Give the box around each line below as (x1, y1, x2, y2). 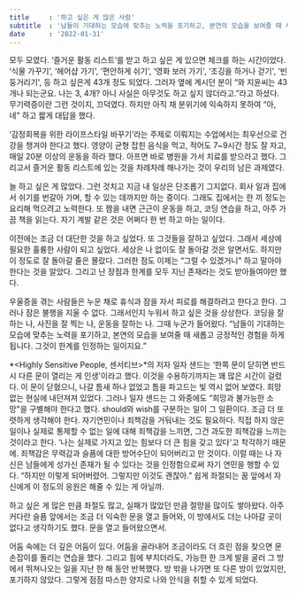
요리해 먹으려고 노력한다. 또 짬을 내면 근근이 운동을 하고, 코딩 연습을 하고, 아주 (9, 203, 278, 214)
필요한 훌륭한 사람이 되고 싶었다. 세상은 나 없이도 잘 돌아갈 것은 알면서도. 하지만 (9, 245, 283, 255)
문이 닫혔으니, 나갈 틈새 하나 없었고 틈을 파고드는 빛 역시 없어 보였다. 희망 (29, 382, 282, 393)
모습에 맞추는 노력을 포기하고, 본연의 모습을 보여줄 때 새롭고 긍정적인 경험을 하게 (9, 330, 286, 340)
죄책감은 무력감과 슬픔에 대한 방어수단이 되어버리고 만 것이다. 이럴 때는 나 (20, 449, 273, 459)
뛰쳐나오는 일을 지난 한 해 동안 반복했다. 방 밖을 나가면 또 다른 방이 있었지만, (25, 564, 287, 574)
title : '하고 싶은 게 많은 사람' (9, 12, 135, 22)
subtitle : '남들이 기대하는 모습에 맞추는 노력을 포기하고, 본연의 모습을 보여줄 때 (9, 21, 282, 30)
